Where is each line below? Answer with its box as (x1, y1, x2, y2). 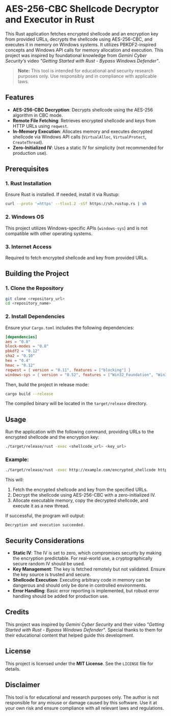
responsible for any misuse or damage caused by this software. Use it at (5, 699, 157, 705)
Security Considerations (5, 536, 85, 545)
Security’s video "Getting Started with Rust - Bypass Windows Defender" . (5, 58, 160, 64)
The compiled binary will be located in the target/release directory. (5, 400, 148, 407)
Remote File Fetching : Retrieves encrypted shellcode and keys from (12, 118, 156, 124)
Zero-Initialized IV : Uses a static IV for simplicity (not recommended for (12, 145, 164, 151)
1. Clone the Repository (5, 284, 64, 292)
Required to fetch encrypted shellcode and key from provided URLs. (5, 254, 148, 261)
